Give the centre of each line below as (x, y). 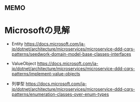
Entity (17, 44)
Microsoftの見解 (37, 30)
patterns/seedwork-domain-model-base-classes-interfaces (71, 54)
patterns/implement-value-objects (46, 74)
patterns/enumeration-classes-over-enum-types (60, 94)
